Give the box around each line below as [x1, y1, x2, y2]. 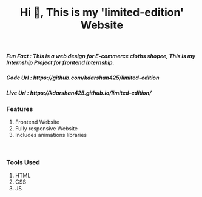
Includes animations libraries [15, 132, 87, 139]
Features [6, 104, 33, 113]
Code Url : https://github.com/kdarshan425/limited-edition [6, 74, 160, 81]
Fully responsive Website [15, 125, 78, 132]
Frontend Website [15, 118, 59, 126]
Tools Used [6, 158, 41, 166]
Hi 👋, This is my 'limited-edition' [20, 5, 184, 19]
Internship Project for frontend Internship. [6, 59, 115, 66]
